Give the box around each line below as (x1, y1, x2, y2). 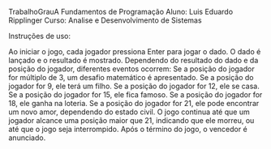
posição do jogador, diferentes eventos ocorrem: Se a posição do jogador (8, 64, 255, 74)
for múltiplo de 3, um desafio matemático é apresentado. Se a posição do (8, 73, 254, 82)
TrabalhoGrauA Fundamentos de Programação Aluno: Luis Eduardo (8, 7, 234, 16)
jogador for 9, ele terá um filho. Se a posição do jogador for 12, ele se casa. (8, 81, 260, 91)
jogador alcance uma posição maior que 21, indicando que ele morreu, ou (8, 116, 255, 125)
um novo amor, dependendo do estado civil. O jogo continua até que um (8, 107, 250, 117)
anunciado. (8, 133, 46, 143)
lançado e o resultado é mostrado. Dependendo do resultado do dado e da (8, 56, 259, 65)
